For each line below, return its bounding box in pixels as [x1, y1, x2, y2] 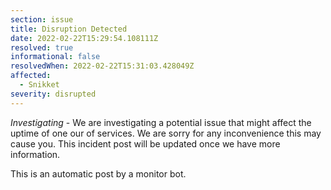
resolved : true [10, 42, 74, 53]
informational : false [10, 52, 101, 62]
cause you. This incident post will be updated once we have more [10, 137, 281, 150]
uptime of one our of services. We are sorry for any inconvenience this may [10, 127, 322, 139]
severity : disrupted [10, 89, 97, 99]
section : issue [10, 14, 74, 25]
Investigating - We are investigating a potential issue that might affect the [10, 116, 312, 128]
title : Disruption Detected [10, 24, 128, 34]
